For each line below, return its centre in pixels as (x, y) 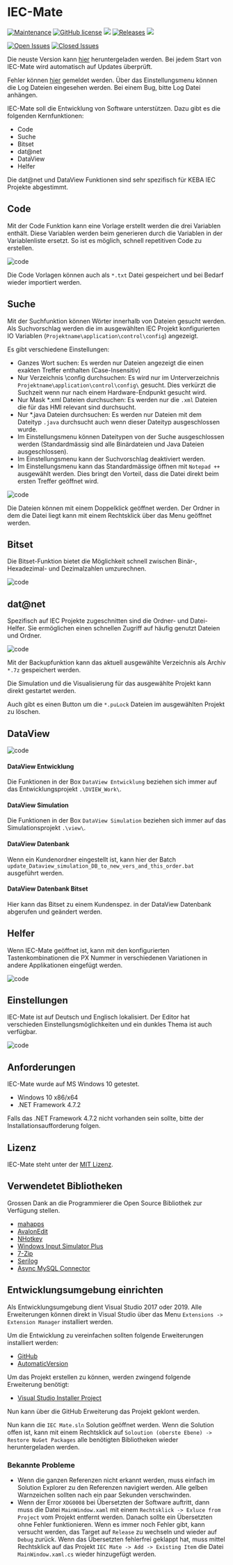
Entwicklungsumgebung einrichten (85, 1290)
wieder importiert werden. (45, 282)
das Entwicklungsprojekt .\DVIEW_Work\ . (64, 789)
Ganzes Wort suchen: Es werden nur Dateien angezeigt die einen (110, 363)
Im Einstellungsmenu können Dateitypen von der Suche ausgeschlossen (121, 436)
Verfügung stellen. (34, 1210)
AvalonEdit (33, 1231)
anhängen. (23, 95)
